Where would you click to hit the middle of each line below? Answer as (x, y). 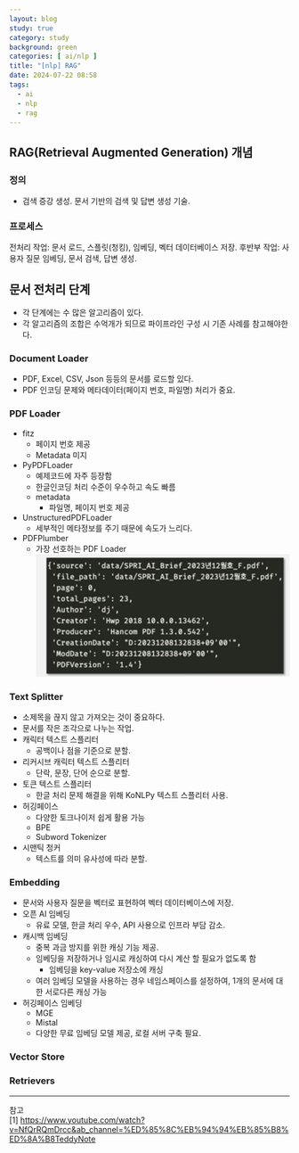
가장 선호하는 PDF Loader (81, 548)
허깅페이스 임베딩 (52, 1003)
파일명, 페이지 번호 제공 (89, 507)
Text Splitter (36, 696)
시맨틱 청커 (41, 848)
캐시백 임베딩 (45, 936)
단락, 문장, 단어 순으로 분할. (83, 773)
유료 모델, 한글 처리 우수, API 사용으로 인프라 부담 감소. (130, 925)
